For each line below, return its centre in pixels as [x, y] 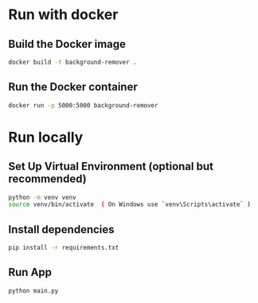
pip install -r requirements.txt [64, 248]
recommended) [47, 179]
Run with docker [63, 15]
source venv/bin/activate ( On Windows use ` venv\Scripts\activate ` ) [129, 204]
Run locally [46, 137]
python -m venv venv [43, 197]
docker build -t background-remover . [72, 62]
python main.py [33, 291]
